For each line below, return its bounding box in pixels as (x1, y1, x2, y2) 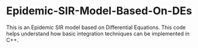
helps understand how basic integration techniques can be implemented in (6, 30, 190, 37)
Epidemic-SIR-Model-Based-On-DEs (6, 4, 193, 18)
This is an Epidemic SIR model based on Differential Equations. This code (6, 24, 186, 31)
